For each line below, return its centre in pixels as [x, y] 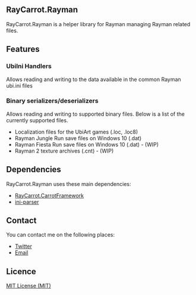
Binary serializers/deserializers [53, 101]
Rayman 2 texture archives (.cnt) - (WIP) [64, 151]
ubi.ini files [19, 85]
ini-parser [27, 201]
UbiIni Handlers [29, 66]
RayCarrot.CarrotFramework [49, 195]
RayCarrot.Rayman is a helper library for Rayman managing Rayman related [98, 24]
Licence [21, 271]
